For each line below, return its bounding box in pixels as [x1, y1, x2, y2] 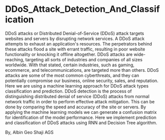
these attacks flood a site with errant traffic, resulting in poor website [5, 46, 145, 52]
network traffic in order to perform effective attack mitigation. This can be [5, 98, 155, 104]
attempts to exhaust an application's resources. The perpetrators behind [5, 41, 152, 47]
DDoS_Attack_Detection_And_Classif [5, 3, 160, 15]
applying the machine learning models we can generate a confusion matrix [5, 109, 157, 115]
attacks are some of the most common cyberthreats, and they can [5, 72, 139, 78]
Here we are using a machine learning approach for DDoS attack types [5, 83, 149, 89]
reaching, [5, 56, 25, 62]
